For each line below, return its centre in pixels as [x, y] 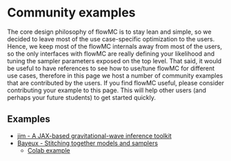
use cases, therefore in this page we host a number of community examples [115, 75]
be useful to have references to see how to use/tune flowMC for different [111, 68]
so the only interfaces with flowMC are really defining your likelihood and [111, 54]
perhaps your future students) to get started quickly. [82, 97]
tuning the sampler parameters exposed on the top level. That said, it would [114, 61]
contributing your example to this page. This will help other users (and [107, 90]
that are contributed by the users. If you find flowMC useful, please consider [115, 83]
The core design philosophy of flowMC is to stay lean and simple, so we [109, 32]
